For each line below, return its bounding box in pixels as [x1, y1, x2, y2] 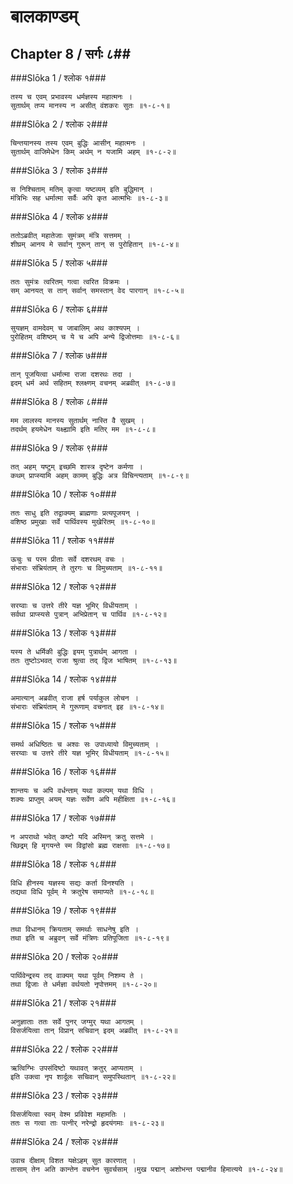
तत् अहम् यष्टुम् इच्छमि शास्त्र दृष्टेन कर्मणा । [10, 462, 143, 472]
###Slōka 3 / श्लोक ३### [10, 165, 108, 176]
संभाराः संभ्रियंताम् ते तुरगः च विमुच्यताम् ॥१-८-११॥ [10, 563, 163, 573]
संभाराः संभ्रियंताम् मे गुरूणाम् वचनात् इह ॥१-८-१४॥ [10, 702, 165, 712]
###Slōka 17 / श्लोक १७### [10, 812, 117, 824]
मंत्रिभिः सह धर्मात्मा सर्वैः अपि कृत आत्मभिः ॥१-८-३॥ [10, 193, 168, 203]
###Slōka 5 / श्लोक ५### [10, 257, 108, 269]
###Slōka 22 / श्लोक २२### [10, 1043, 119, 1055]
